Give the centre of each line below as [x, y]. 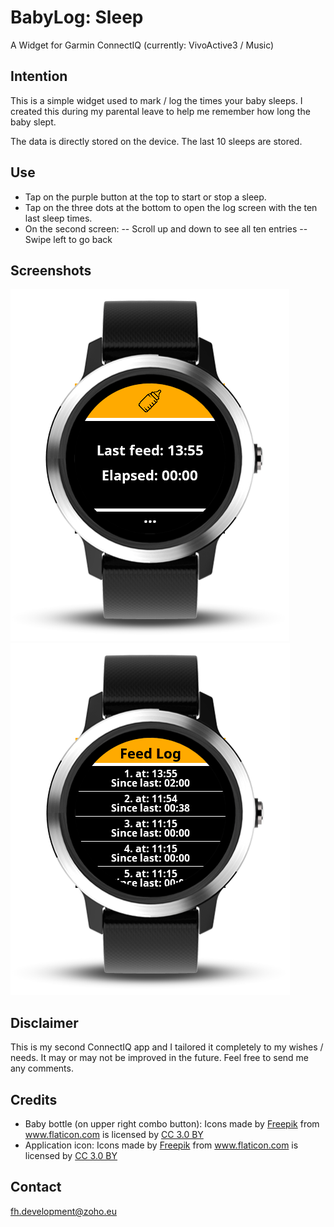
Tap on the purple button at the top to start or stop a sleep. [145, 197]
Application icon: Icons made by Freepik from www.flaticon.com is [161, 1145]
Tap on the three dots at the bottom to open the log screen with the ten [171, 207]
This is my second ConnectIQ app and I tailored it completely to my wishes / [167, 1047]
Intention [39, 76]
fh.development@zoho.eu [63, 1211]
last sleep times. [58, 218]
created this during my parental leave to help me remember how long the [160, 111]
